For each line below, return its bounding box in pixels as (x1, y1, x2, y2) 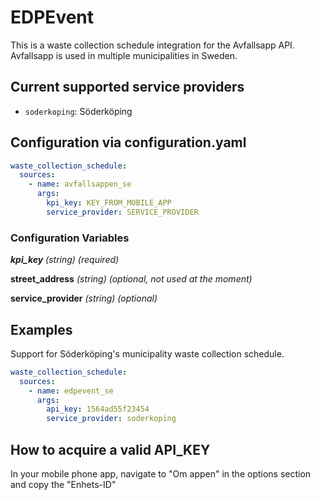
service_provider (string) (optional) (10, 292, 158, 305)
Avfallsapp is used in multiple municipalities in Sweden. (10, 49, 238, 61)
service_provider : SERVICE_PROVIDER (46, 207, 199, 217)
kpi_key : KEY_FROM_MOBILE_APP (46, 198, 172, 208)
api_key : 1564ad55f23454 (46, 404, 150, 415)
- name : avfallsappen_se (28, 179, 132, 190)
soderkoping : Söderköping (24, 105, 133, 117)
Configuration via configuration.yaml (10, 134, 247, 151)
